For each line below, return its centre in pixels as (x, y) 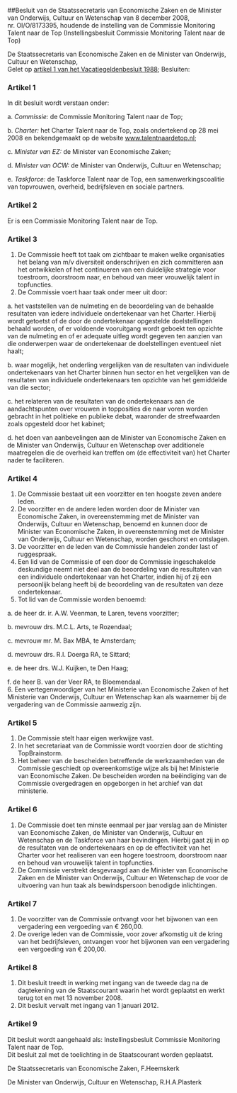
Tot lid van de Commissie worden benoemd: (82, 599)
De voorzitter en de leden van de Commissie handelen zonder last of (117, 547)
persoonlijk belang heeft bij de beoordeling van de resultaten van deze (120, 584)
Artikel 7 (22, 904)
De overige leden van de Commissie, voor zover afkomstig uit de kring (120, 934)
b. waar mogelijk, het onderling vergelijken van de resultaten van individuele (118, 365)
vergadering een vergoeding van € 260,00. (80, 927)
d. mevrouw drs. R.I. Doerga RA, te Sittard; (69, 655)
